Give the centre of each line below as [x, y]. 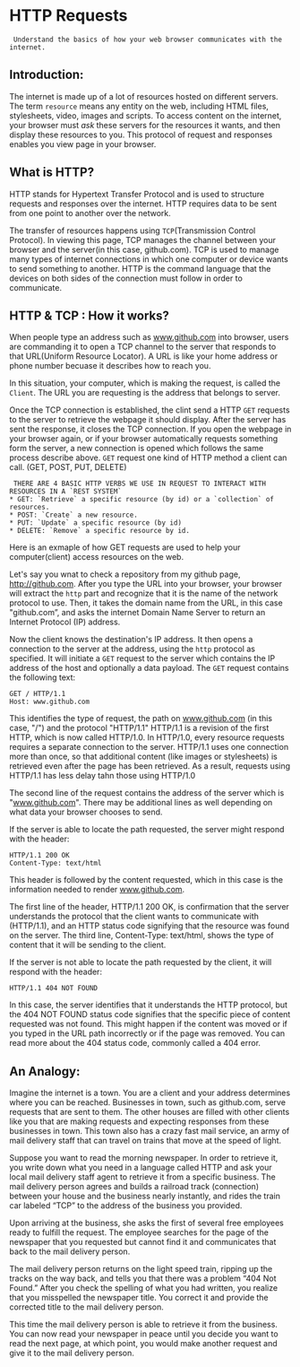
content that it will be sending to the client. [88, 945]
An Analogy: [45, 1071]
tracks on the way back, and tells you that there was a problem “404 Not [143, 1278]
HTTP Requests [69, 16]
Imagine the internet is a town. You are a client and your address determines [150, 1093]
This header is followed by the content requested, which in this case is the [146, 880]
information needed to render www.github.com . [97, 890]
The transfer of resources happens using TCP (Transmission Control [133, 231]
